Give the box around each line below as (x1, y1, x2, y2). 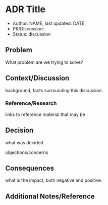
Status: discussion (12, 31, 51, 37)
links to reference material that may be (5, 111, 85, 117)
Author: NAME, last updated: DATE (12, 20, 85, 26)
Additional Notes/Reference (5, 192, 95, 200)
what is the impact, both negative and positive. (5, 177, 102, 183)
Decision (5, 126, 34, 135)
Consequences (5, 164, 55, 173)
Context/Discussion (5, 74, 70, 83)
